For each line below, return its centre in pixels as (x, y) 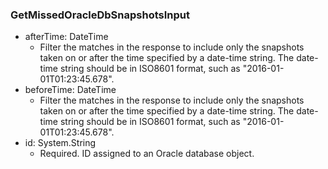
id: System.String (60, 143)
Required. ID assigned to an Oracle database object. (147, 154)
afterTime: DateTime (66, 37)
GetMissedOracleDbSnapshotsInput (100, 15)
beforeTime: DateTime (70, 90)
